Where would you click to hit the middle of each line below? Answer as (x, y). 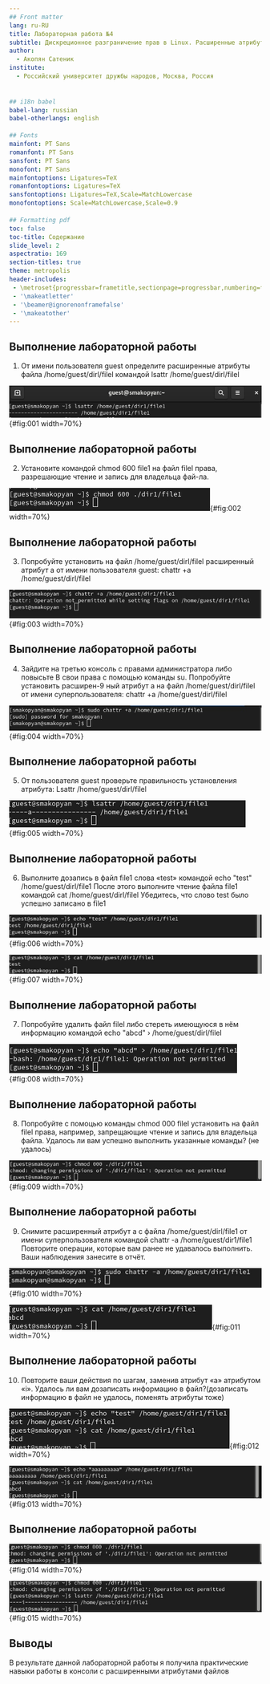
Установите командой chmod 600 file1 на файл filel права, (119, 469)
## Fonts (24, 136)
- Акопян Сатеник (45, 59)
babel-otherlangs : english (54, 119)
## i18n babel (33, 101)
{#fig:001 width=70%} (46, 424)
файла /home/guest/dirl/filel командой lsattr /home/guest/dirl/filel (130, 375)
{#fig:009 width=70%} (46, 1187)
